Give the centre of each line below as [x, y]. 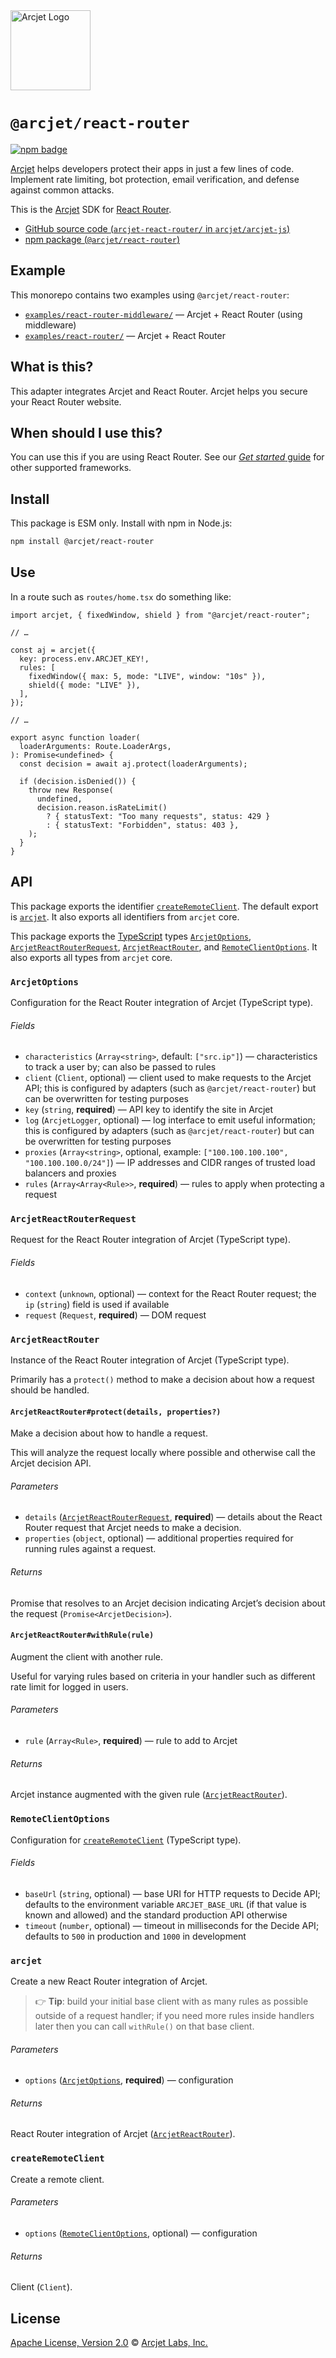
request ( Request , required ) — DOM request [115, 1315]
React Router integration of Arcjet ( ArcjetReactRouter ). [123, 2134]
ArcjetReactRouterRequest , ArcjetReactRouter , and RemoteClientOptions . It [164, 946]
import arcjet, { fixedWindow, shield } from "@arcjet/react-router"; [160, 615]
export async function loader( [75, 737]
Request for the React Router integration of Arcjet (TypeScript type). [151, 1240]
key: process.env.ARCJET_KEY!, [84, 659]
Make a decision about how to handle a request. [109, 1433]
